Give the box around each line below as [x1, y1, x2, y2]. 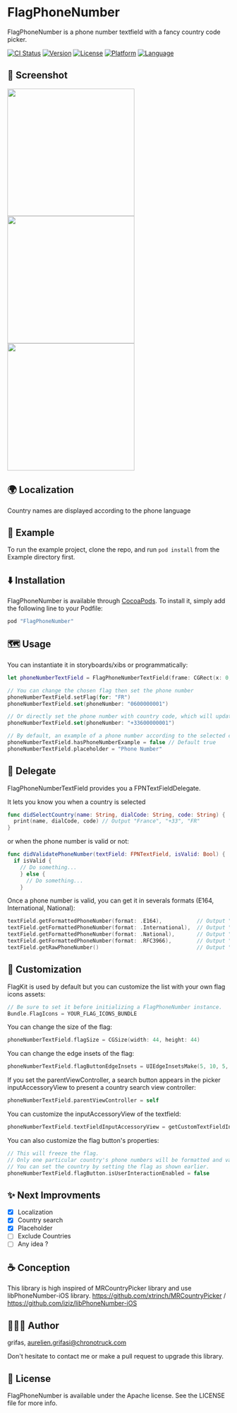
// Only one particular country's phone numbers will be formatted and [7, 1156, 222, 1163]
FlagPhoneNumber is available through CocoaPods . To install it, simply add [7, 597, 226, 605]
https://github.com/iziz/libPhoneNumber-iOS [7, 1299, 138, 1308]
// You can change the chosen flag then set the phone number [7, 687, 194, 694]
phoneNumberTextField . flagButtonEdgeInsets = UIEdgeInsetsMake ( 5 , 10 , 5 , [7, 1063, 229, 1070]
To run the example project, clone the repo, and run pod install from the [7, 545, 220, 554]
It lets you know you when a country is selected [7, 797, 146, 806]
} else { [20, 871, 46, 878]
